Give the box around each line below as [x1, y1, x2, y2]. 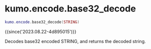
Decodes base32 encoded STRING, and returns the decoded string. [5, 38, 146, 44]
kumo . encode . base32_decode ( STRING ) [5, 19, 80, 24]
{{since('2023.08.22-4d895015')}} [5, 28, 77, 34]
